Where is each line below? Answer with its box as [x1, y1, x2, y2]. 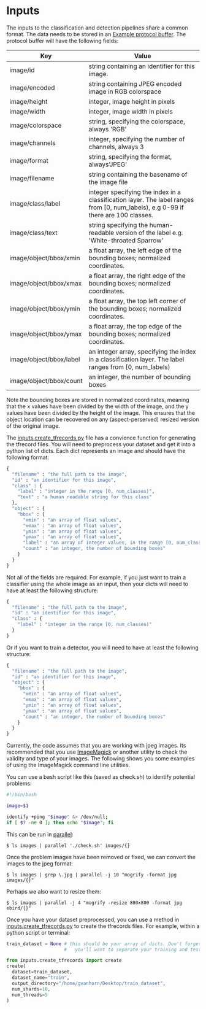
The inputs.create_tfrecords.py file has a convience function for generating [6, 434, 196, 441]
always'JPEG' [88, 160, 128, 169]
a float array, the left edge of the [88, 246, 182, 255]
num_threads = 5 [12, 992, 48, 998]
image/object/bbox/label [9, 355, 80, 363]
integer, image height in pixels [88, 97, 175, 106]
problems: [6, 780, 32, 787]
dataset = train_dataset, [12, 969, 72, 975]
